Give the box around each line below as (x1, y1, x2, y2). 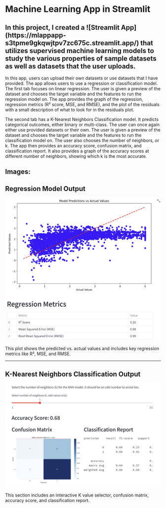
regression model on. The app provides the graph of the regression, (5, 96, 143, 102)
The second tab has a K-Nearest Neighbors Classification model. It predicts (5, 117, 159, 122)
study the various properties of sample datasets (5, 54, 157, 63)
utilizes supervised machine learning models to (5, 46, 154, 55)
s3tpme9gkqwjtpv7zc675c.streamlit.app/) (5, 39, 139, 47)
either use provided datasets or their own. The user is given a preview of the (5, 127, 161, 132)
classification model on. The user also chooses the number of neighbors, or (5, 137, 160, 143)
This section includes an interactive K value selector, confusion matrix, (5, 492, 149, 498)
